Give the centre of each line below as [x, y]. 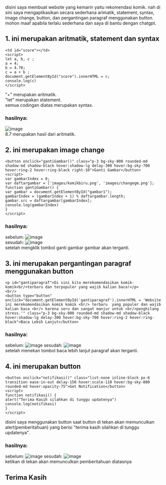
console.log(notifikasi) [31, 404]
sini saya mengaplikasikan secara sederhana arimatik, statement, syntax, [80, 12]
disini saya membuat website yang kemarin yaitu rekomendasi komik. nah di [83, 7]
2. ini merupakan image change [55, 150]
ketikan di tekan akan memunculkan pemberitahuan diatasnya [68, 462]
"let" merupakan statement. [34, 100]
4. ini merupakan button [43, 366]
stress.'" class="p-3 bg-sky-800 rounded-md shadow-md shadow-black [78, 313]
